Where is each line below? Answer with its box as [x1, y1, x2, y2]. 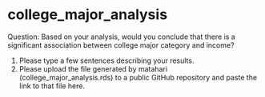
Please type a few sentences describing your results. [18, 56, 195, 65]
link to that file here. [18, 81, 86, 91]
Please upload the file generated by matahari [18, 64, 168, 73]
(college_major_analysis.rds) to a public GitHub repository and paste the [18, 72, 258, 82]
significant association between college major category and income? [7, 40, 235, 49]
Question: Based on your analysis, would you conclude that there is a [7, 32, 235, 41]
